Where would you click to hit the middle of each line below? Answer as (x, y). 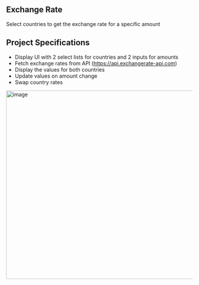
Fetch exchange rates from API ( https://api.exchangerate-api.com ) (96, 63)
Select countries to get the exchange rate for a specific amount (83, 24)
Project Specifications (48, 43)
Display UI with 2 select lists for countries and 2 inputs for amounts (97, 57)
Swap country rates (39, 82)
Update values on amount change (56, 76)
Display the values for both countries (60, 69)
